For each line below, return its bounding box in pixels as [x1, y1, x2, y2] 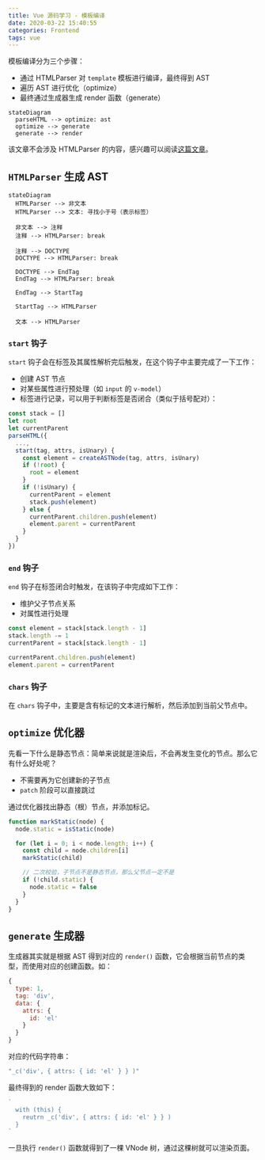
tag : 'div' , [15, 991, 55, 1000]
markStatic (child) [22, 854, 83, 862]
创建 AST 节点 [19, 374, 66, 384]
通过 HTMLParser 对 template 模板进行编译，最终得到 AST [19, 73, 210, 83]
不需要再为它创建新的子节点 [19, 775, 111, 785]
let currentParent [8, 424, 69, 432]
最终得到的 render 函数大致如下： [8, 1082, 117, 1092]
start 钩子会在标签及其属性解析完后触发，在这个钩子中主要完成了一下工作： [8, 357, 257, 367]
